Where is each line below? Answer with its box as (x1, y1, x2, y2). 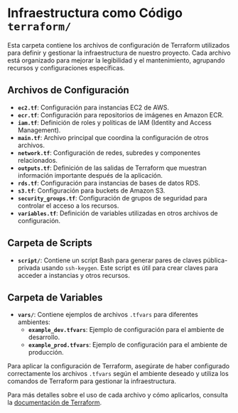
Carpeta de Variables (7, 291, 103, 304)
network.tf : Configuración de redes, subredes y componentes (17, 148, 201, 157)
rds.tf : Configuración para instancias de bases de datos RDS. (17, 178, 200, 187)
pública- (202, 256, 228, 264)
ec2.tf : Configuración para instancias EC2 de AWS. (17, 103, 169, 112)
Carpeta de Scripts (7, 237, 92, 250)
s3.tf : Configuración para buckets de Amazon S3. (17, 186, 166, 195)
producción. (28, 348, 64, 357)
